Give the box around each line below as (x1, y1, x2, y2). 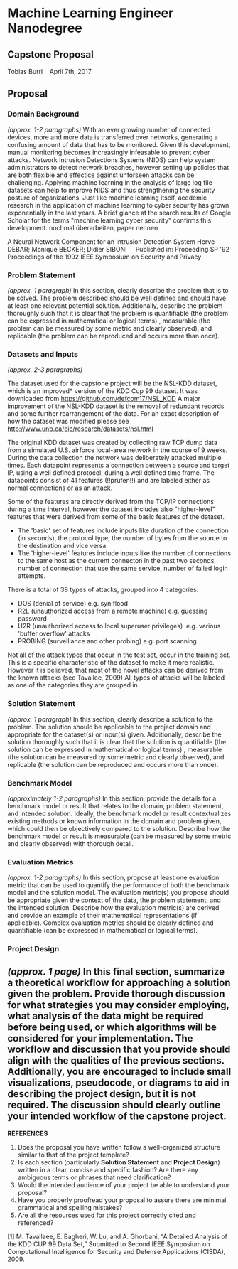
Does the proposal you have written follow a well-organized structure (17, 1142, 220, 1151)
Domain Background (7, 109, 80, 119)
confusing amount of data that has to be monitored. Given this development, (7, 140, 231, 149)
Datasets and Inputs (7, 349, 78, 359)
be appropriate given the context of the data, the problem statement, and (7, 896, 222, 904)
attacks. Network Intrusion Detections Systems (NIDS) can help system (7, 155, 216, 164)
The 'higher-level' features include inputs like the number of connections (17, 549, 232, 557)
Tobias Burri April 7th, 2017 (7, 68, 92, 75)
